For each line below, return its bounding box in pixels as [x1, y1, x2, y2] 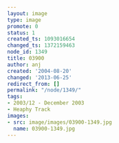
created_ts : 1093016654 [7, 36, 76, 43]
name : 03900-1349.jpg [13, 125, 76, 132]
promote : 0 [7, 23, 39, 30]
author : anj [7, 61, 41, 68]
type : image [7, 16, 41, 23]
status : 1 [7, 29, 36, 36]
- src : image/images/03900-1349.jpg [7, 118, 112, 126]
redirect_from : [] [7, 80, 60, 87]
